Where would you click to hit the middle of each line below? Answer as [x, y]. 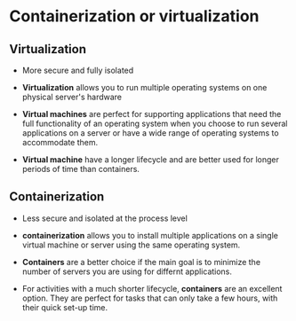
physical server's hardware [72, 97]
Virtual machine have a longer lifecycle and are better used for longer [151, 160]
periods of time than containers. [81, 169]
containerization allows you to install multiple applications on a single [150, 235]
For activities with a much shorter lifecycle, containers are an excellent [152, 288]
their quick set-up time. [65, 307]
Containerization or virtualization [134, 16]
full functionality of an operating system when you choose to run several [155, 123]
